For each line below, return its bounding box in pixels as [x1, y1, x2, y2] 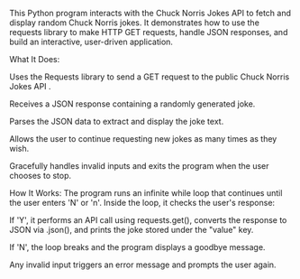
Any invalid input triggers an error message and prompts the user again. [9, 259, 277, 270]
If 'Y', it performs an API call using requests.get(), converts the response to [9, 215, 287, 225]
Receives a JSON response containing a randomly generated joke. [9, 98, 256, 109]
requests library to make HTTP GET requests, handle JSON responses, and [9, 27, 288, 37]
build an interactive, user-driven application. [9, 36, 174, 47]
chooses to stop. [9, 171, 72, 181]
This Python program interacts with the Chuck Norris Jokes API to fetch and [9, 8, 291, 18]
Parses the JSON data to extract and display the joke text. [9, 116, 224, 126]
